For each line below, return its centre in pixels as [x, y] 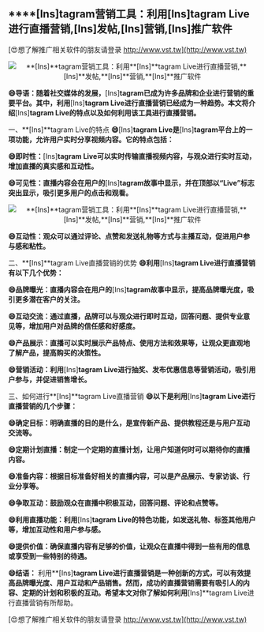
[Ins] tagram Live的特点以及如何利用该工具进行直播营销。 [108, 112]
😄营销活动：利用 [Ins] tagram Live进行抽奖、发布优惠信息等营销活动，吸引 [129, 369]
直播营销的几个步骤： [43, 406]
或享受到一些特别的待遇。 [50, 556]
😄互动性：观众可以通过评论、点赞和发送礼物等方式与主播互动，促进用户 [126, 236]
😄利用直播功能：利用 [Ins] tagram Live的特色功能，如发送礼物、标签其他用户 [132, 519]
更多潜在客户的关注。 [49, 299]
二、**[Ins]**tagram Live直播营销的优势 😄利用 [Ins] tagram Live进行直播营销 [132, 262]
